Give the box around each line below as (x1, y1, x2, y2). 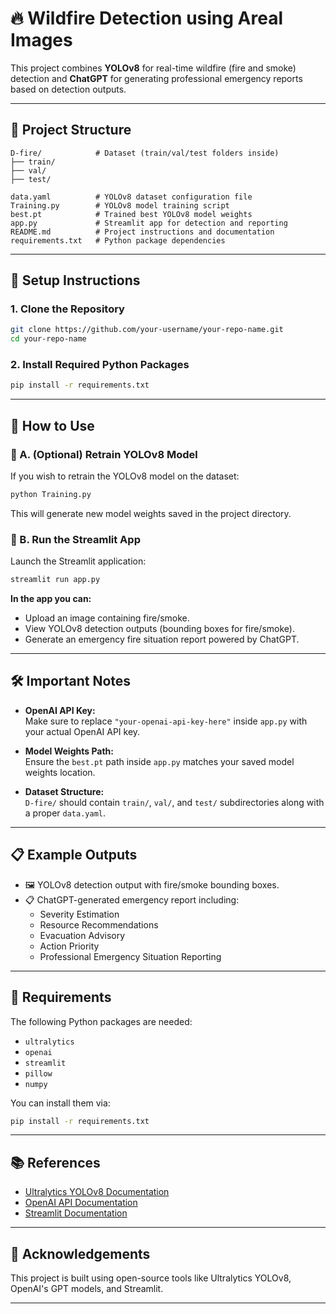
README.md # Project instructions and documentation (10, 227, 275, 237)
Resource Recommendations (39, 918, 159, 931)
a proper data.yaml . (24, 807, 107, 819)
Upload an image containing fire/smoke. (24, 612, 190, 624)
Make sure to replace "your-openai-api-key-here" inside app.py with (24, 715, 308, 727)
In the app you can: (10, 593, 92, 605)
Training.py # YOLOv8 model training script (10, 200, 230, 211)
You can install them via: (10, 1097, 111, 1109)
